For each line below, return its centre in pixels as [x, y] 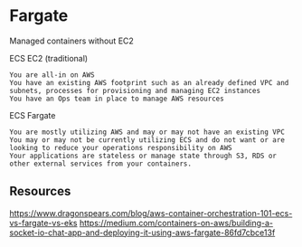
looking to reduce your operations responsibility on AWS [121, 147]
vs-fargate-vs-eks [43, 223]
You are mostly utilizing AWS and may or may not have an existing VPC [147, 132]
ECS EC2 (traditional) [49, 58]
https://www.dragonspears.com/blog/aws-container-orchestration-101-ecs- [151, 213]
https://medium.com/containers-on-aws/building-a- [176, 223]
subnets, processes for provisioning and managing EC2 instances [135, 90]
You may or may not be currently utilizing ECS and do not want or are [147, 140]
